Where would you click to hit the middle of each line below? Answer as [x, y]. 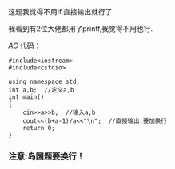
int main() [26, 97]
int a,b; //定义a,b [41, 90]
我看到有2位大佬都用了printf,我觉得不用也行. [81, 29]
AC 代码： [25, 45]
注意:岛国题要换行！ [47, 156]
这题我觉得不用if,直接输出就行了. [61, 12]
